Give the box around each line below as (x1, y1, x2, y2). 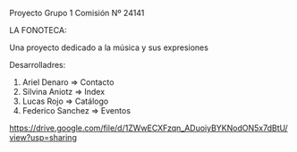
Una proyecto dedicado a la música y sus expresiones (9, 42, 208, 53)
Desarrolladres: (9, 60, 66, 70)
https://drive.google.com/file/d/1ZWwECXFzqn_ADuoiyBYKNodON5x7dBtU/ (9, 122, 288, 133)
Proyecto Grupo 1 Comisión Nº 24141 (9, 8, 145, 18)
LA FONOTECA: (9, 25, 67, 35)
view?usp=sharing (9, 132, 78, 142)
